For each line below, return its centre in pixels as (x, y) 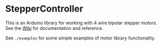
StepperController (44, 9)
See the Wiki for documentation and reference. (54, 28)
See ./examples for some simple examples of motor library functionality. (80, 38)
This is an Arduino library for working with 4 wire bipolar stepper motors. (81, 23)
